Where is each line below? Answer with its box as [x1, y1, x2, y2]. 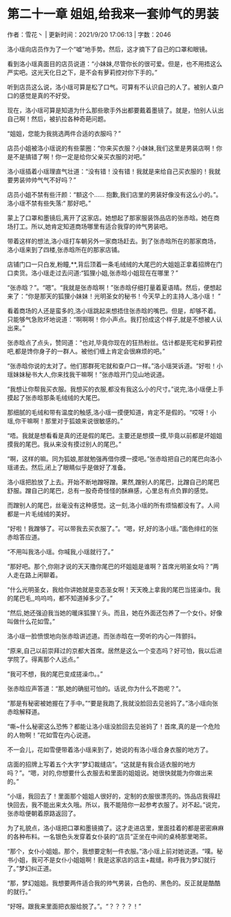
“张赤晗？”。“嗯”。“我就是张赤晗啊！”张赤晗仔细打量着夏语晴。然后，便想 [7, 283, 216, 291]
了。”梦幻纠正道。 [7, 864, 56, 872]
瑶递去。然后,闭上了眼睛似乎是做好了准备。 [7, 463, 130, 472]
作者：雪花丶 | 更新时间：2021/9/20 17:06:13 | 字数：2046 [7, 30, 171, 39]
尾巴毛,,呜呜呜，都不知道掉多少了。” [12, 593, 113, 602]
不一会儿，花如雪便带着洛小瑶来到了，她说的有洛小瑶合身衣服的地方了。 [7, 745, 212, 754]
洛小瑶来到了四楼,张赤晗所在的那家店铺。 [7, 245, 124, 253]
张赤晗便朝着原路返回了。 [7, 809, 80, 817]
